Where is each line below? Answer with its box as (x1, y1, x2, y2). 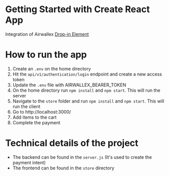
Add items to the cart (12, 114, 57, 120)
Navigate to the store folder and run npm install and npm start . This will (12, 98, 164, 104)
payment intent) (12, 159, 46, 165)
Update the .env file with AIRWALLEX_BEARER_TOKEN (12, 82, 126, 88)
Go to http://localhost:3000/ (12, 109, 71, 115)
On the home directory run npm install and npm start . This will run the (12, 87, 160, 93)
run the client (12, 103, 40, 110)
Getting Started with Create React (5, 4, 150, 15)
